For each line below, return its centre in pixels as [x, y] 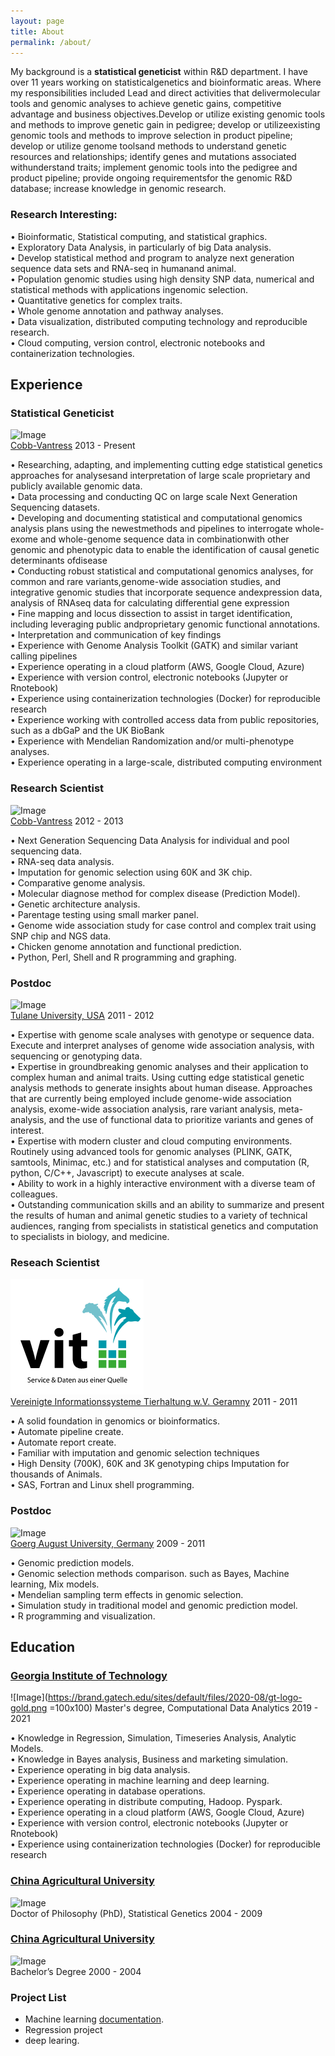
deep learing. [52, 2041]
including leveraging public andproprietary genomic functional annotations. [165, 624]
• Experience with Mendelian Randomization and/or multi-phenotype [152, 741]
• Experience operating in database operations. [108, 1791]
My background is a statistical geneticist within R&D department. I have [159, 72]
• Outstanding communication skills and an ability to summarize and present [167, 1204]
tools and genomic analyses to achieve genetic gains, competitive [146, 104]
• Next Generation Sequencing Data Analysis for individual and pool [150, 840]
